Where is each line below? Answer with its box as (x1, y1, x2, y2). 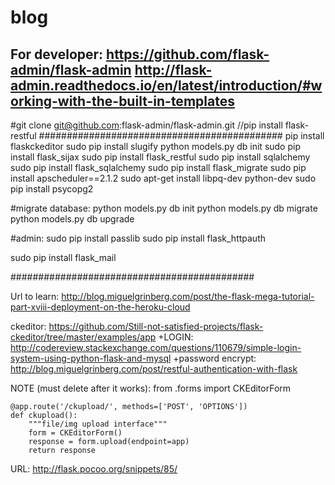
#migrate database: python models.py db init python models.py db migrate (10, 202, 318, 214)
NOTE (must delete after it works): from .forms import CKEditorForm (10, 382, 292, 394)
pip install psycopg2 (10, 183, 94, 195)
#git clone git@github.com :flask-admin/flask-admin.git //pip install (10, 119, 283, 131)
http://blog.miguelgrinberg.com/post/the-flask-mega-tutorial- (61, 291, 315, 302)
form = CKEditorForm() (28, 428, 123, 438)
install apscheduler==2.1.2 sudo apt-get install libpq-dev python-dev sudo (10, 172, 317, 184)
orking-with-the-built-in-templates (10, 92, 235, 110)
